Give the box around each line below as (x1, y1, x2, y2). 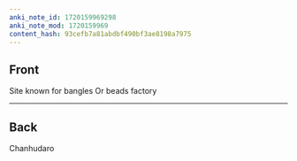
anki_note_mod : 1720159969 (9, 21, 109, 30)
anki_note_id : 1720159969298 (9, 12, 117, 22)
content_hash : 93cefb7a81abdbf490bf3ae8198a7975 (9, 29, 192, 38)
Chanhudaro (9, 143, 55, 153)
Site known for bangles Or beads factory (9, 86, 157, 96)
